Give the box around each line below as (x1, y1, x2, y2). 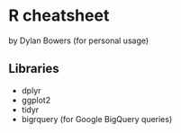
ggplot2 (21, 94, 51, 105)
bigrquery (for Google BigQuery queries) (21, 113, 173, 124)
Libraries (8, 61, 59, 76)
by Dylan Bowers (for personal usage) (8, 35, 149, 46)
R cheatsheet (8, 5, 110, 26)
